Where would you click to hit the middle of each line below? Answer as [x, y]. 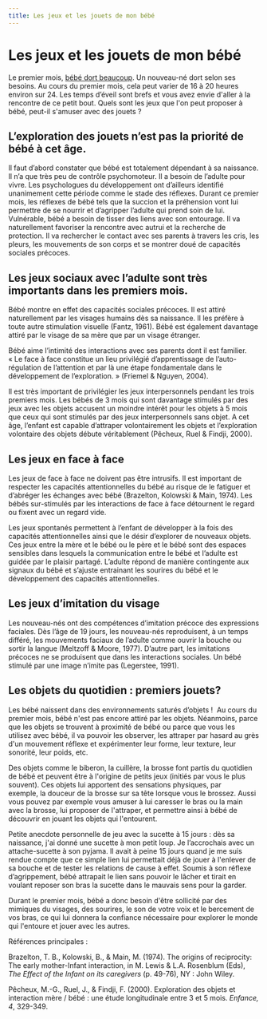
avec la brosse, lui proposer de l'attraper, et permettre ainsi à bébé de [123, 810]
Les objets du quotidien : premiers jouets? [115, 690]
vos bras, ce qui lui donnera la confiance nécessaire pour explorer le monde [133, 917]
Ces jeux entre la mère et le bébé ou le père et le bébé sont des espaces [128, 545]
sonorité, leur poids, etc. [48, 752]
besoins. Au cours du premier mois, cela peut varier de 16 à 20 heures [124, 85]
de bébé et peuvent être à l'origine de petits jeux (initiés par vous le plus [127, 776]
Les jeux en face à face [67, 459]
